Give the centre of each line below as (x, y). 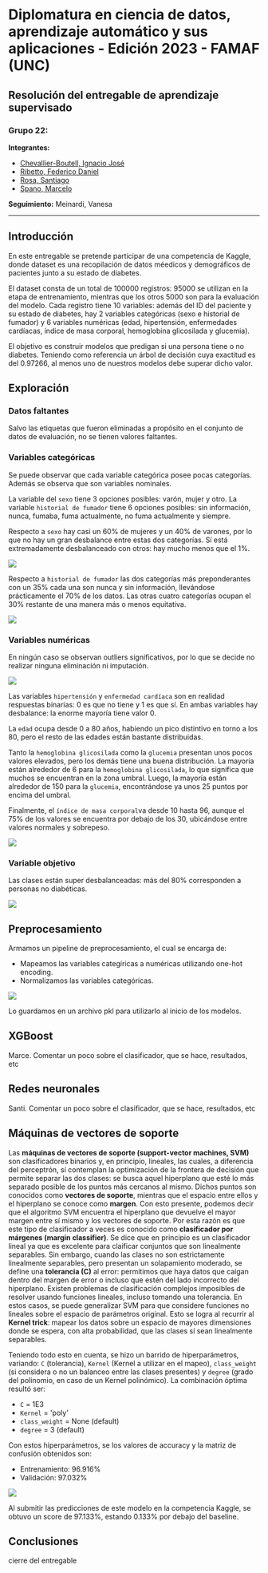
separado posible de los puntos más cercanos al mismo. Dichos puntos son (132, 1187)
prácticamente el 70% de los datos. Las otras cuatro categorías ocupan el (130, 596)
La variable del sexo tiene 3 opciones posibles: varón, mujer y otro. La (123, 499)
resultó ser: (27, 1389)
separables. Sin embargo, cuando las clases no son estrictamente (116, 1254)
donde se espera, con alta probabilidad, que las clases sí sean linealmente (130, 1330)
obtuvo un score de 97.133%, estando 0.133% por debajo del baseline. (124, 1516)
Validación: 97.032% (53, 1477)
